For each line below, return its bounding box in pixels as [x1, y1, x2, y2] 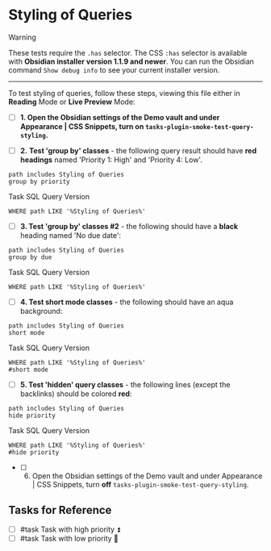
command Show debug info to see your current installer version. [8, 65, 220, 74]
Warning [8, 32, 36, 42]
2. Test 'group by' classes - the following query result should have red [19, 146, 256, 155]
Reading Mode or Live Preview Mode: [8, 97, 135, 106]
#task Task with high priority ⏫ [19, 524, 121, 534]
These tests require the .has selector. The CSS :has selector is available [8, 48, 248, 57]
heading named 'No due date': [19, 231, 122, 240]
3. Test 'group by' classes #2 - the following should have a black [19, 222, 239, 232]
